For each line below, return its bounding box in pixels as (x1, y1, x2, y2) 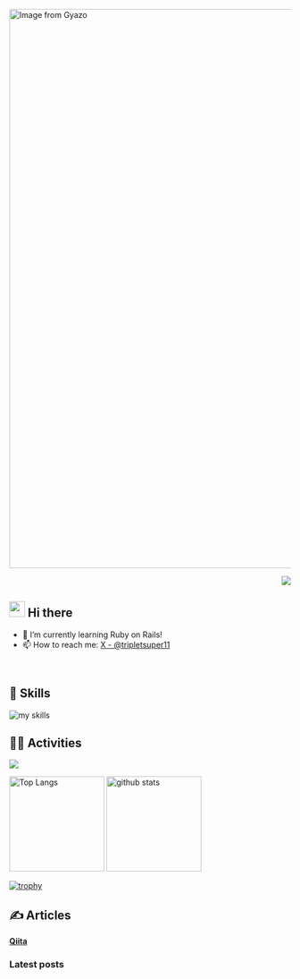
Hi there (27, 605, 73, 621)
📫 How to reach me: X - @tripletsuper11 (21, 639, 171, 650)
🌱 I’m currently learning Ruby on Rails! (21, 629, 162, 640)
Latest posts (9, 958, 64, 971)
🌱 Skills (9, 685, 51, 702)
